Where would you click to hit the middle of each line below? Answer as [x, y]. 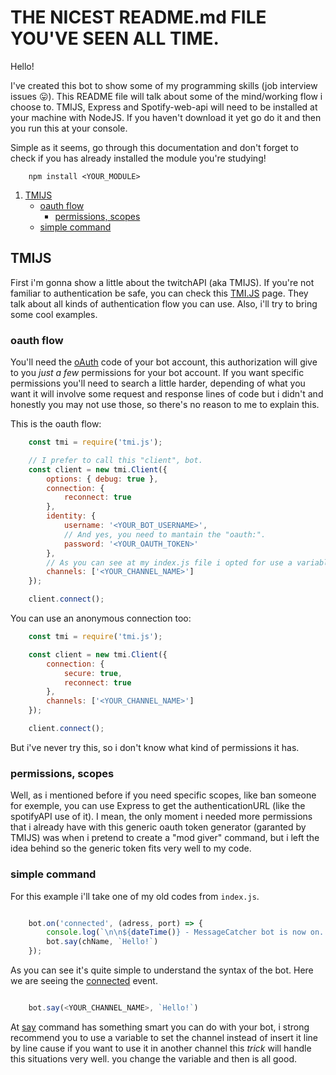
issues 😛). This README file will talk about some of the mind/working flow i [166, 96]
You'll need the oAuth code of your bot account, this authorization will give [164, 362]
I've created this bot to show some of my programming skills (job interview [164, 85]
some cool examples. [54, 314]
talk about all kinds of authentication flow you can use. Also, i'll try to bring [164, 303]
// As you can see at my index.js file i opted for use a [169, 562]
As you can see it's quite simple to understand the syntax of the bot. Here [162, 970]
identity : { [71, 516]
